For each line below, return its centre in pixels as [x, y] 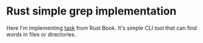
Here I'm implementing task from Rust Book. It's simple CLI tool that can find [101, 28]
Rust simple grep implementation [92, 11]
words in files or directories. [41, 34]
